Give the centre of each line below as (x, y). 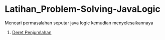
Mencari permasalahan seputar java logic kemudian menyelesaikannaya (79, 23)
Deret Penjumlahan (32, 32)
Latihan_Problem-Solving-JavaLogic (83, 9)
